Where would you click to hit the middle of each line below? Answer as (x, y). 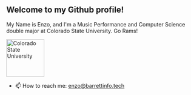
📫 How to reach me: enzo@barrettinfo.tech (70, 85)
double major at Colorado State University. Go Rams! (72, 31)
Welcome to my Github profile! (65, 10)
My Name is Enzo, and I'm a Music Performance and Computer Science (96, 24)
